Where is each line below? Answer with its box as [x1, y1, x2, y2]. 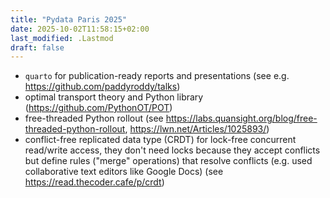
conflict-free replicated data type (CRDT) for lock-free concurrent [24, 134, 297, 146]
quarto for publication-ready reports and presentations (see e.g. [24, 70, 290, 82]
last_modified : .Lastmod [10, 33, 114, 43]
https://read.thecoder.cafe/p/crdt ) [24, 176, 165, 188]
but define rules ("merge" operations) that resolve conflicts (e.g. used [24, 155, 313, 167]
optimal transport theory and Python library [24, 91, 204, 103]
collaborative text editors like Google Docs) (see [24, 166, 224, 178]
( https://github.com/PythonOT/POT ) [24, 102, 173, 114]
